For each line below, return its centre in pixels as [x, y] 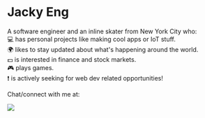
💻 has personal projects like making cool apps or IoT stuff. [91, 39]
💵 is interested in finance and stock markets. [72, 59]
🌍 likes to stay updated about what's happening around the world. [103, 49]
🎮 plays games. [31, 67]
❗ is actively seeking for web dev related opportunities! [85, 78]
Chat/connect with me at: [44, 94]
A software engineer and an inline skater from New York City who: [102, 31]
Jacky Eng [38, 12]
